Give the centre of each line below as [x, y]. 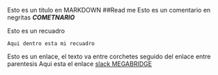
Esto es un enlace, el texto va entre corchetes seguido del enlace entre [109, 56]
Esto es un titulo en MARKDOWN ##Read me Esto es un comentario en [109, 10]
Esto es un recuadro [36, 31]
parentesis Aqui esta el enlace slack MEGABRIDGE [79, 64]
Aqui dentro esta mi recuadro [51, 44]
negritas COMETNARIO [41, 17]
